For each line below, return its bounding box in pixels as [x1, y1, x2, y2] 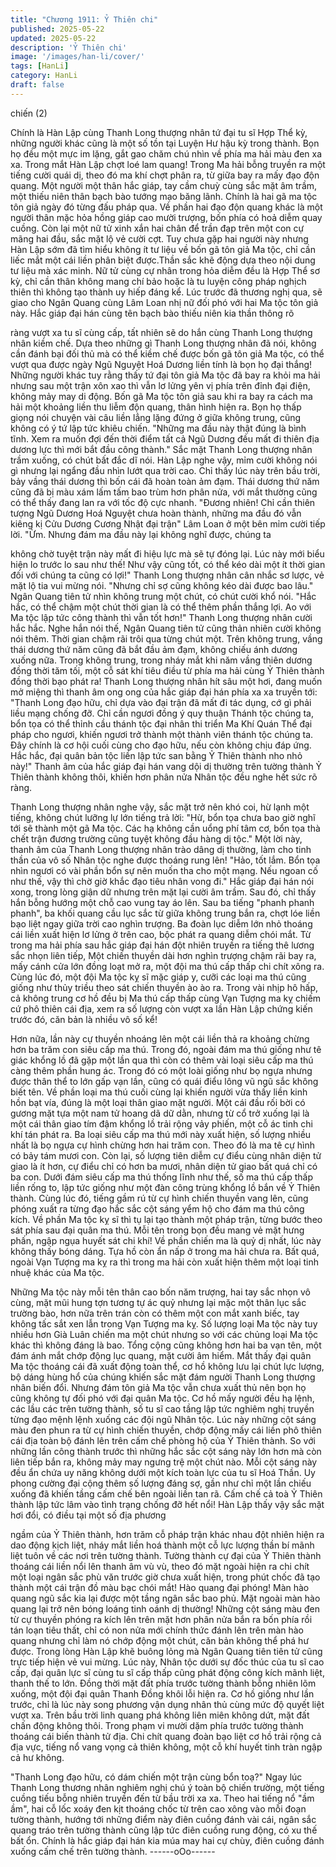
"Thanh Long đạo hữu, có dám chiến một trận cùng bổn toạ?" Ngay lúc [10, 1771, 303, 1783]
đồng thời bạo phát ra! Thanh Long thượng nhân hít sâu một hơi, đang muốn [10, 675, 323, 687]
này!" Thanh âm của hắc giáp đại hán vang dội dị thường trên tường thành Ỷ [10, 760, 323, 772]
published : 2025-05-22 [10, 24, 105, 34]
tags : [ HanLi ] [10, 61, 70, 71]
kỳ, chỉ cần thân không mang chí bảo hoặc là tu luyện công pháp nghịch [10, 275, 307, 287]
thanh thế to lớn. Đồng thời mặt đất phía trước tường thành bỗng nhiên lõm [10, 1677, 317, 1689]
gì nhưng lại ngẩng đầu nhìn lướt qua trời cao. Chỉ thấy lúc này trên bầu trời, [10, 464, 321, 476]
